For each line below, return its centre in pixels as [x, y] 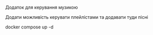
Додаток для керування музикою [42, 7]
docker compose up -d [29, 27]
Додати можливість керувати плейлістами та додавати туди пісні [77, 17]
